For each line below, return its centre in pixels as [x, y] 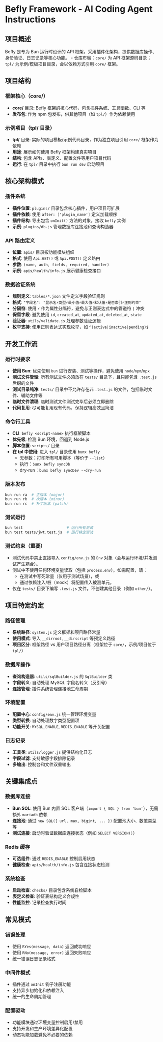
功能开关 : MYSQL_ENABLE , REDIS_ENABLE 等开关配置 [61, 726]
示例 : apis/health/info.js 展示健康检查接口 [56, 270]
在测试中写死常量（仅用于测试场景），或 [59, 576]
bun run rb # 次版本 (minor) [35, 499]
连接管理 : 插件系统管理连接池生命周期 [50, 689]
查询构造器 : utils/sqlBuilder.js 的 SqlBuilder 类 [62, 676]
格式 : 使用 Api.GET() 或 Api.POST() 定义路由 [56, 258]
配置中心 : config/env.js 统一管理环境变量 [54, 714]
